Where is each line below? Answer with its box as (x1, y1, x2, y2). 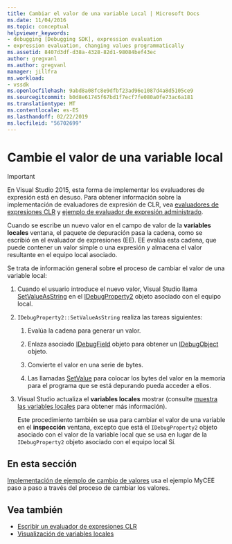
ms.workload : (7, 74, 45, 82)
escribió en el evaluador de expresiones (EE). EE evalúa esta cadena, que (7, 236, 217, 245)
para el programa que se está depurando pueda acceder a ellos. (27, 382, 211, 390)
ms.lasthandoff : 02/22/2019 (7, 113, 89, 120)
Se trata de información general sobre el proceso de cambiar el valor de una (7, 264, 225, 272)
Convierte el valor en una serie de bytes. (27, 361, 144, 369)
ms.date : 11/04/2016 (7, 17, 67, 24)
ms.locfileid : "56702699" (7, 119, 82, 127)
